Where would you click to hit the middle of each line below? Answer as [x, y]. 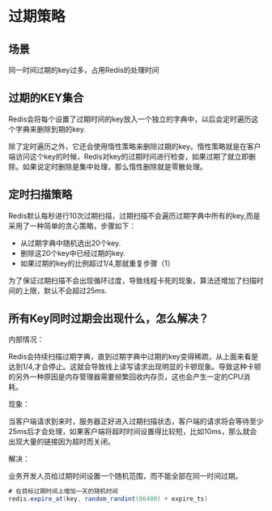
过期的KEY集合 [46, 98]
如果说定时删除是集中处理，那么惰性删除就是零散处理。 [115, 166]
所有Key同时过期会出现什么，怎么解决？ [109, 319]
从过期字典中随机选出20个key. [70, 243]
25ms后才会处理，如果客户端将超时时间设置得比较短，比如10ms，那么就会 [133, 432]
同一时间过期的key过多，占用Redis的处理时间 [84, 70]
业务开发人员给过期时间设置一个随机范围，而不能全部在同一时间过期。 [125, 476]
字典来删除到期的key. [51, 129]
